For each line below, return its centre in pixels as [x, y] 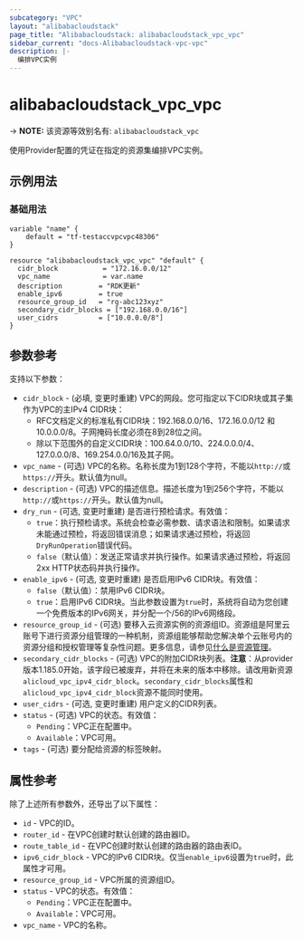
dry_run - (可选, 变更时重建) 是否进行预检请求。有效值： [126, 512]
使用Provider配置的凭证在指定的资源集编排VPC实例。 [109, 149]
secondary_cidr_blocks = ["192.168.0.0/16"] [103, 310]
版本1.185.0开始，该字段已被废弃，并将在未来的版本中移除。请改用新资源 [158, 670]
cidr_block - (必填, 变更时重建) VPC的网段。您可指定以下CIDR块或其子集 [158, 398]
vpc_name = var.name [80, 276]
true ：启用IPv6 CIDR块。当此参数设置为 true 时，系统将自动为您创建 [162, 602]
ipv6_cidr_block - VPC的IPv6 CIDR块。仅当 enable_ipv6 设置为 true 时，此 [158, 858]
